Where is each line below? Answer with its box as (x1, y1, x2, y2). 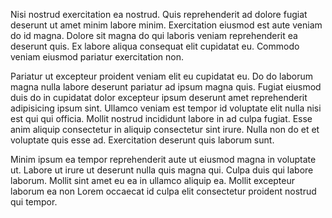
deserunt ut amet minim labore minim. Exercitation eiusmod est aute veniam (10, 19, 323, 31)
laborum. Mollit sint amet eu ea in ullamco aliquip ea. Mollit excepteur (10, 175, 296, 186)
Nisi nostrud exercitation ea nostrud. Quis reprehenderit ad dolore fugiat (10, 9, 308, 20)
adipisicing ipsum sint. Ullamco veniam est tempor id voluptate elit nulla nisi (10, 102, 322, 114)
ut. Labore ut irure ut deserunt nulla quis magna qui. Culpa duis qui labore (10, 164, 314, 176)
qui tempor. (10, 196, 58, 208)
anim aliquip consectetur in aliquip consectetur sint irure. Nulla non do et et (10, 124, 320, 135)
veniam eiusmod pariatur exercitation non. (10, 51, 184, 63)
